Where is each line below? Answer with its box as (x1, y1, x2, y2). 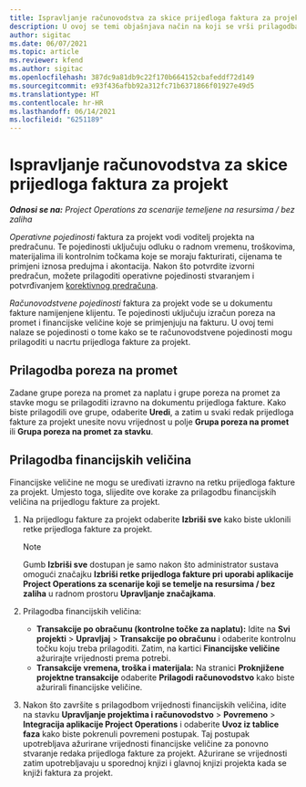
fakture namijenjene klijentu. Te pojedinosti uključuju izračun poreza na (9, 308, 276, 319)
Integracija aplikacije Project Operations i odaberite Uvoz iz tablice (22, 719, 280, 729)
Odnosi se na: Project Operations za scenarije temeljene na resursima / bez (9, 205, 295, 215)
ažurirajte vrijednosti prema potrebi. (36, 652, 171, 663)
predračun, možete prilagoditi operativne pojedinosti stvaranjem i (9, 270, 255, 281)
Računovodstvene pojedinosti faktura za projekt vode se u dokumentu (9, 298, 273, 309)
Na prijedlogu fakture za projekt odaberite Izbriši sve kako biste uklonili (22, 513, 291, 525)
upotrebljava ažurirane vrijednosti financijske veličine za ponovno (22, 738, 269, 749)
